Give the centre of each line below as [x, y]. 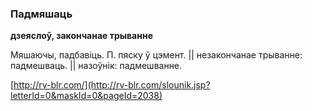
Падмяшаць [41, 14]
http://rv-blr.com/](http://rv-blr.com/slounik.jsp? [112, 85]
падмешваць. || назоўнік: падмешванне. [96, 66]
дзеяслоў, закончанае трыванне [81, 36]
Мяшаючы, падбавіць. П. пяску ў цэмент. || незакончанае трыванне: [156, 55]
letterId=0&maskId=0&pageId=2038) [86, 96]
